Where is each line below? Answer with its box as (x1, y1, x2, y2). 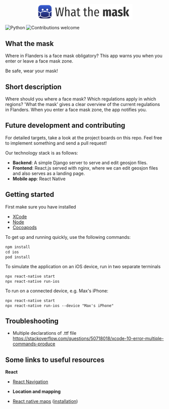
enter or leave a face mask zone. (5, 58, 74, 64)
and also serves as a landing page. (12, 170, 85, 176)
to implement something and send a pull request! (5, 140, 107, 146)
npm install (5, 244, 30, 249)
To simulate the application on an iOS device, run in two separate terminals (5, 263, 161, 269)
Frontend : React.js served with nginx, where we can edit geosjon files (12, 165, 158, 171)
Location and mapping (12, 388, 61, 395)
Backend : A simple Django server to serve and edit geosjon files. (12, 160, 148, 166)
